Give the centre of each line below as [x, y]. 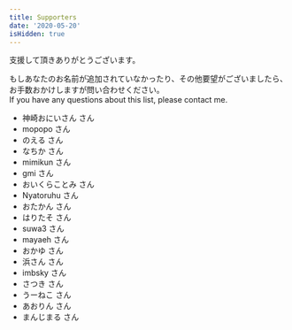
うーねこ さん [46, 295]
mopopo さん [46, 129]
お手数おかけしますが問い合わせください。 [87, 90]
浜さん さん [42, 262]
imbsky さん [44, 273]
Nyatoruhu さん [50, 196]
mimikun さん [46, 162]
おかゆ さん [42, 251]
